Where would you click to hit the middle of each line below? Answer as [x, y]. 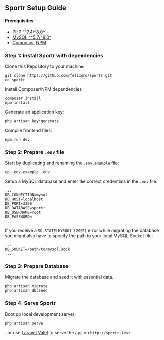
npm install [17, 103]
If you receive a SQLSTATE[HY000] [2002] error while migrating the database [82, 230]
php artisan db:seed [27, 291]
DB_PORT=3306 [19, 204]
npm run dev [17, 139]
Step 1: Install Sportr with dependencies [54, 55]
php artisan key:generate [32, 121]
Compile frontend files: [29, 130]
